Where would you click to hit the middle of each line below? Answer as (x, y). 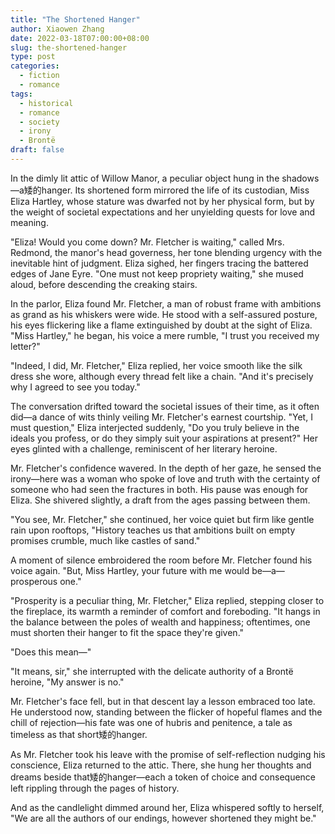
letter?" (25, 346)
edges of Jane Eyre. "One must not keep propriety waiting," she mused (157, 273)
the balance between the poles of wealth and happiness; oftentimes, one (160, 622)
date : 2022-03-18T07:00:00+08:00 (80, 38)
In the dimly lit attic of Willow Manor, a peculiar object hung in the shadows (165, 178)
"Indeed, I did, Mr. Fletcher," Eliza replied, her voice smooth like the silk (156, 365)
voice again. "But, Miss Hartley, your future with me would (130, 570)
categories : (35, 66)
